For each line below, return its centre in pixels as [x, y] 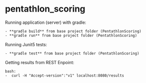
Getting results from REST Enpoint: [40, 62]
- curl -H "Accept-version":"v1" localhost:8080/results [65, 75]
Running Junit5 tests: [26, 44]
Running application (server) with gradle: [46, 22]
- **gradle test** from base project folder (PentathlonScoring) [72, 53]
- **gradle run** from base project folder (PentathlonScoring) [71, 35]
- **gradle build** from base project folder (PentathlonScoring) [73, 31]
